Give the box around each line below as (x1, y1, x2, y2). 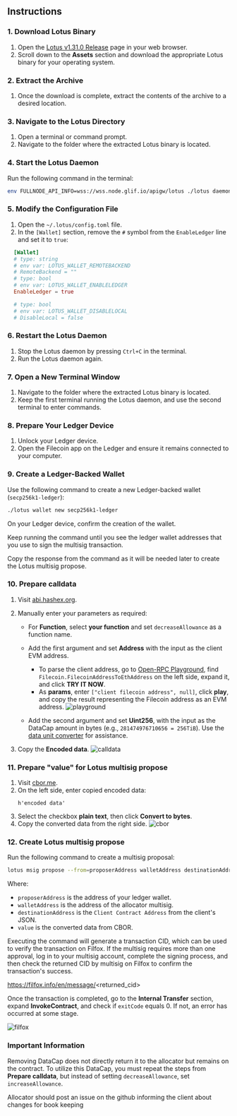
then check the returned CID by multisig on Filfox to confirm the (7, 959, 193, 968)
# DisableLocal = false (13, 314, 83, 321)
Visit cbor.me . (17, 779, 59, 787)
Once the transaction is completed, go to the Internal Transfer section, (7, 995, 214, 1003)
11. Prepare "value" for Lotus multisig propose (7, 762, 168, 772)
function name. (28, 630, 73, 638)
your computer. (17, 452, 62, 460)
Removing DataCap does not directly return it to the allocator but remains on (7, 1057, 229, 1065)
